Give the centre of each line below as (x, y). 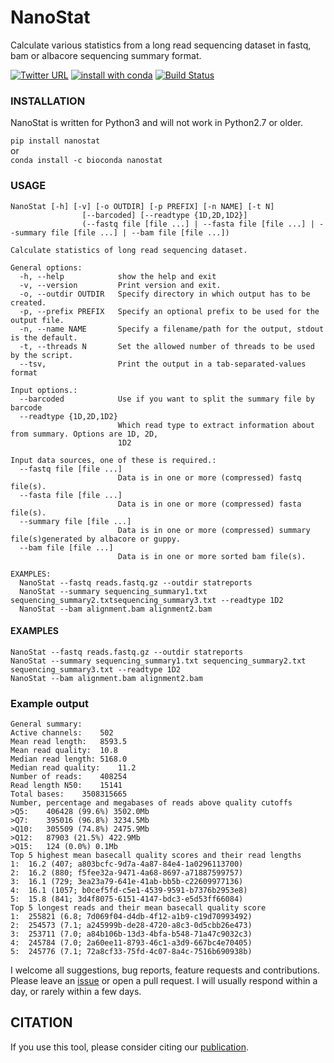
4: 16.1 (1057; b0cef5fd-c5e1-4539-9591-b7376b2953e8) (129, 891)
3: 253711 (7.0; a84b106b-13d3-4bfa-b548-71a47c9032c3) (131, 934)
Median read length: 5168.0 (69, 759)
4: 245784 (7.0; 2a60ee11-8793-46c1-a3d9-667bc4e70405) (131, 943)
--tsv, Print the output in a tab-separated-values (163, 364)
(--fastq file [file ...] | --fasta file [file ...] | (198, 224)
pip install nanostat (55, 141)
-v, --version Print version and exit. (120, 285)
